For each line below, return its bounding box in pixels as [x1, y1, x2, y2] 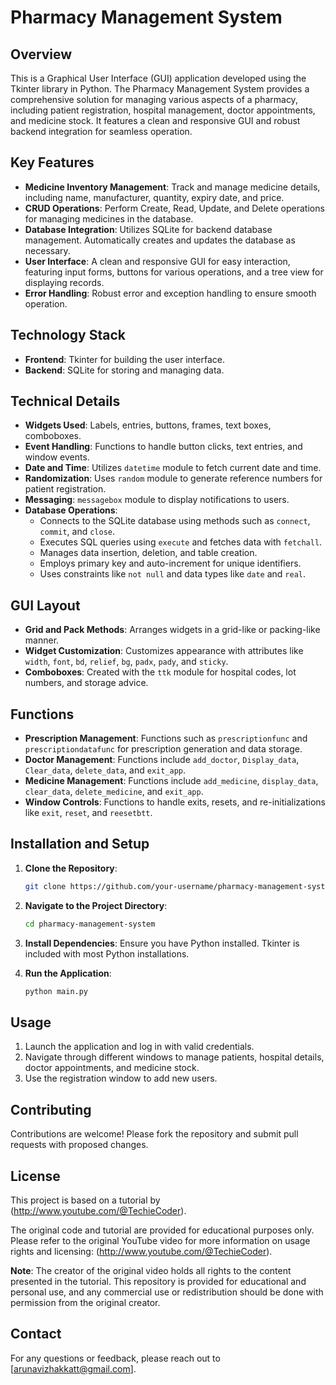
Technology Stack [10, 327, 126, 344]
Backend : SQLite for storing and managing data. [24, 364, 225, 376]
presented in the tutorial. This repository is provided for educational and [10, 1275, 307, 1287]
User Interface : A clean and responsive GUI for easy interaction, [24, 255, 291, 267]
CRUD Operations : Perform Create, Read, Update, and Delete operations [24, 202, 325, 214]
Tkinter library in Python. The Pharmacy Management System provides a [10, 83, 310, 95]
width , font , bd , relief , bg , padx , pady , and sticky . [24, 656, 229, 668]
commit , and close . [39, 526, 116, 538]
